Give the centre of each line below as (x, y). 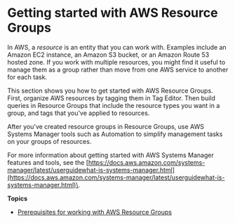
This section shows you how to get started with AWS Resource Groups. (110, 90)
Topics (18, 198)
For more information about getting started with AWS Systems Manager (110, 155)
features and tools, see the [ (48, 162)
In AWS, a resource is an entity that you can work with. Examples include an (117, 47)
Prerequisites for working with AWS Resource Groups (94, 212)
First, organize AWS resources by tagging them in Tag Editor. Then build (112, 98)
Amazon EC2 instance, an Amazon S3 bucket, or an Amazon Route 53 (108, 55)
